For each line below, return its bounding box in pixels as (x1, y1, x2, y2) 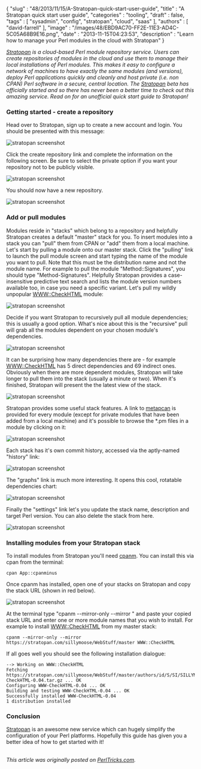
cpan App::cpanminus (6, 570, 58, 576)
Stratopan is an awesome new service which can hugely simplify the (6, 726, 175, 733)
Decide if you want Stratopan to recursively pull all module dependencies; (6, 313, 188, 321)
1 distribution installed (6, 698, 71, 704)
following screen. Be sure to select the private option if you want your (6, 157, 178, 164)
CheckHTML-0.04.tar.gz (6, 677, 63, 683)
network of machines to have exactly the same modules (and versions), (6, 68, 184, 74)
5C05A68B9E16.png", (6, 30, 60, 38)
